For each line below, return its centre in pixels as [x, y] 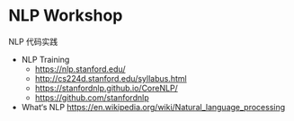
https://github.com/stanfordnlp [92, 97]
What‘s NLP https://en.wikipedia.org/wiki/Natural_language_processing [153, 107]
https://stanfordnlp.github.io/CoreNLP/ [107, 88]
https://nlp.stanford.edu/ [80, 69]
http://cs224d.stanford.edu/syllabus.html [111, 78]
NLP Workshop [66, 16]
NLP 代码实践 [33, 41]
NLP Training [45, 59]
